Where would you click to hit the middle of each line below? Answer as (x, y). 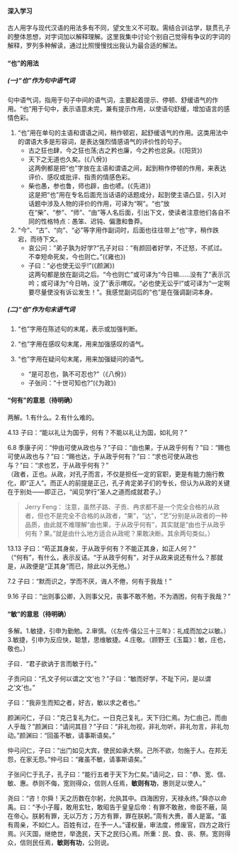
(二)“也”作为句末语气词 (41, 310)
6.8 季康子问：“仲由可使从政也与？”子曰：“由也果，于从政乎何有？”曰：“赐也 (119, 447)
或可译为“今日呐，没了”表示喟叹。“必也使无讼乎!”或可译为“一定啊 (135, 283)
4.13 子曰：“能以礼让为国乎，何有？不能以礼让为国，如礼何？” (97, 432)
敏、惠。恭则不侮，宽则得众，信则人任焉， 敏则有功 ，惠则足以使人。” (107, 784)
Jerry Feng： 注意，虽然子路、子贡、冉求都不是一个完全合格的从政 (122, 507)
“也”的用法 (23, 63)
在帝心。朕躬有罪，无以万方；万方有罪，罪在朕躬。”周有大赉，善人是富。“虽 (117, 816)
